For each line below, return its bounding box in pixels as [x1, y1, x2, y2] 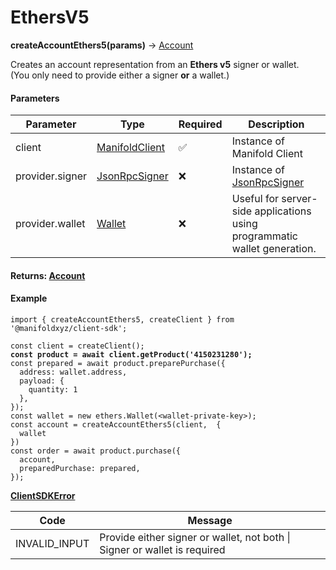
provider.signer [15, 169, 88, 183]
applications [254, 204, 312, 218]
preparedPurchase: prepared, [19, 463, 141, 473]
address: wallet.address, [19, 367, 128, 377]
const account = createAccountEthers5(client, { [10, 419, 222, 430]
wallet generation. [231, 242, 317, 256]
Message [187, 513, 233, 527]
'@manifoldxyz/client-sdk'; [10, 323, 128, 333]
